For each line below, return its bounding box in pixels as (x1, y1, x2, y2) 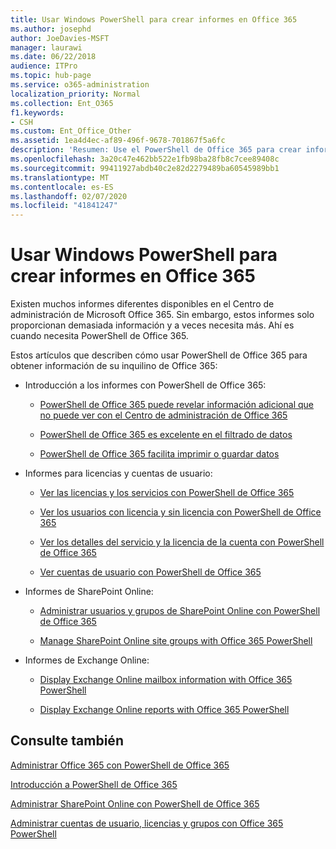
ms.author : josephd (10, 24, 92, 34)
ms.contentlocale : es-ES (10, 182, 114, 192)
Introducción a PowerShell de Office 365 (10, 778, 178, 790)
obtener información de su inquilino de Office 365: (10, 360, 218, 372)
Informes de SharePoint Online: (24, 586, 154, 598)
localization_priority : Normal (10, 89, 141, 99)
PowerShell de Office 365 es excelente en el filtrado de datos (39, 429, 293, 441)
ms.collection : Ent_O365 (10, 98, 114, 108)
